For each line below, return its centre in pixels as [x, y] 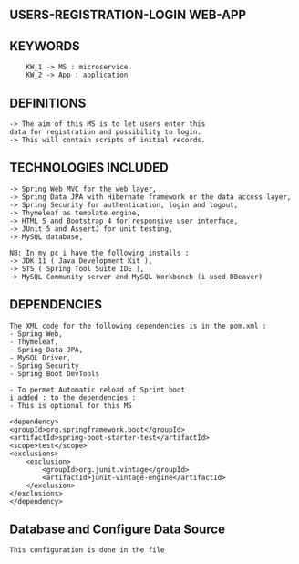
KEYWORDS [45, 46]
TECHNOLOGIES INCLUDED [89, 168]
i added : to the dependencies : [73, 397]
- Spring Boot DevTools [55, 373]
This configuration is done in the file [88, 550]
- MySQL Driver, [40, 358]
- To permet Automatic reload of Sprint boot [97, 390]
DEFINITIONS [48, 103]
